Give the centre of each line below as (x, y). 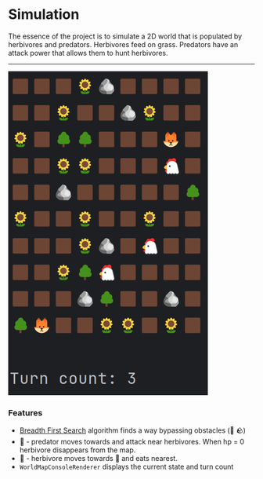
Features (25, 412)
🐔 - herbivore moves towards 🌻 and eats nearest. (98, 459)
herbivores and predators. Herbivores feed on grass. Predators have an (123, 44)
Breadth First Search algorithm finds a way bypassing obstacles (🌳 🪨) (133, 430)
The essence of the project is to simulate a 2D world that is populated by (125, 36)
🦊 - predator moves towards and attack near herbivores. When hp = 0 (132, 442)
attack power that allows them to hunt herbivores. (88, 53)
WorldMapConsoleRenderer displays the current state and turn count (126, 467)
